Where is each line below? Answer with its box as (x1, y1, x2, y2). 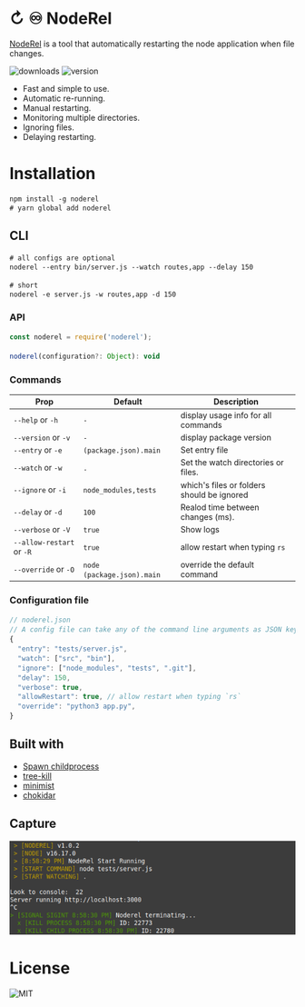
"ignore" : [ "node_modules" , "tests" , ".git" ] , (17, 663, 197, 673)
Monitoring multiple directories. (22, 112, 141, 123)
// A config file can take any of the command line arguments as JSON (9, 625, 282, 634)
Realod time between (180, 502, 261, 513)
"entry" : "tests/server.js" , (17, 644, 128, 653)
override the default (180, 559, 254, 570)
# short (9, 281, 39, 290)
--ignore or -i (13, 484, 66, 495)
